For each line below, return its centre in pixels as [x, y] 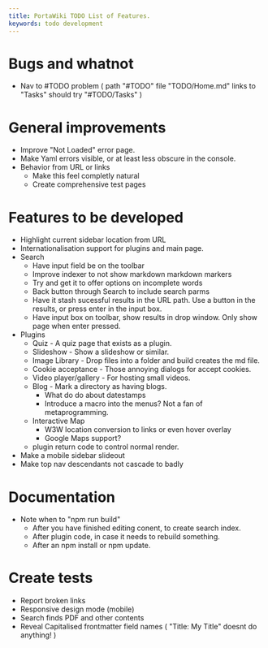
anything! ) [38, 635]
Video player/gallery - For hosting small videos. [111, 378]
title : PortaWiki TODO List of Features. [80, 16]
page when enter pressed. [76, 326]
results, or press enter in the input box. [97, 309]
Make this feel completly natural [86, 176]
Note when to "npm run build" [70, 520]
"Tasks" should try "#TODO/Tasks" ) [81, 95]
